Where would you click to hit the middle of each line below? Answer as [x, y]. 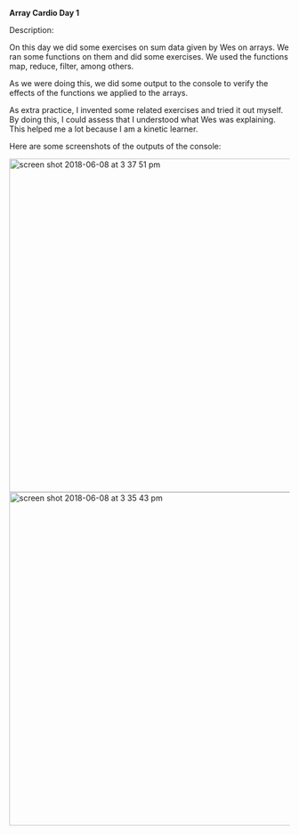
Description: [32, 30]
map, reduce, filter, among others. [72, 66]
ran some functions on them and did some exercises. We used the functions [149, 56]
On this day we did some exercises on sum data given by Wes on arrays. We [149, 47]
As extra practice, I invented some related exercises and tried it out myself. [146, 110]
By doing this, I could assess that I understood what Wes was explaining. [142, 120]
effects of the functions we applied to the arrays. [99, 93]
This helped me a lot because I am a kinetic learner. [104, 129]
